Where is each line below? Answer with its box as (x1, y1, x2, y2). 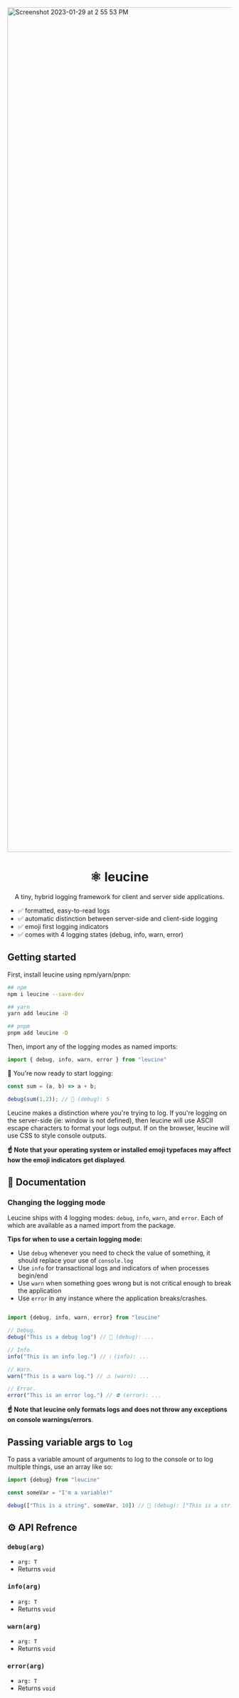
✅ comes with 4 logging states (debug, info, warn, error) (17, 930, 184, 938)
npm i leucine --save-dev (7, 990, 84, 998)
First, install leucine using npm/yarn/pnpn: (7, 970, 131, 979)
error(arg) (7, 1662, 45, 1670)
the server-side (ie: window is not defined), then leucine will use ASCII (7, 1116, 213, 1125)
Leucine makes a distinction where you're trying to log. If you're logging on (7, 1108, 228, 1117)
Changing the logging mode (7, 1197, 105, 1207)
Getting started (7, 951, 77, 963)
